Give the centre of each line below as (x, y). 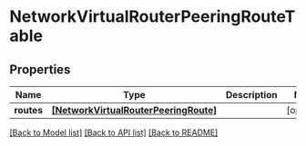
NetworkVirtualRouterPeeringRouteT (153, 17)
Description (252, 95)
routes (29, 110)
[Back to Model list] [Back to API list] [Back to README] (114, 132)
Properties (40, 69)
